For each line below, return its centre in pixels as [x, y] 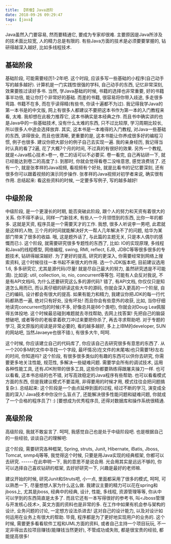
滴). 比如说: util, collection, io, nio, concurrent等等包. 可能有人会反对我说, [81, 275]
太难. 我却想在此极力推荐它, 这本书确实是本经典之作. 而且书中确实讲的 [85, 117]
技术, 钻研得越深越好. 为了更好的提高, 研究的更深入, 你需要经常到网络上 [84, 256]
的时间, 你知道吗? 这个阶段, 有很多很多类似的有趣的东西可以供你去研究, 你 [82, 356]
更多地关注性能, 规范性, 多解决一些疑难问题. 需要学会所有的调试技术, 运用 [86, 362]
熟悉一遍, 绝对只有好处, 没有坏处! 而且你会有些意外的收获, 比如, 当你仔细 [90, 301]
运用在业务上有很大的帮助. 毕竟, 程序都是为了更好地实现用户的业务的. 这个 [87, 517]
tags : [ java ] [19, 19]
